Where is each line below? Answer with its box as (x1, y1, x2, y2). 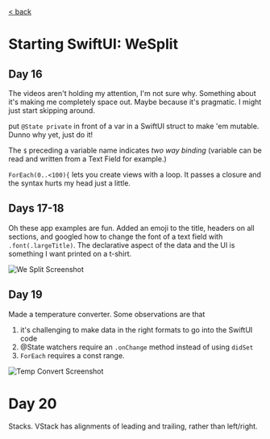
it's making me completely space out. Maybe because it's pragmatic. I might (8, 97, 262, 107)
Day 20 (8, 395, 58, 412)
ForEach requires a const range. (19, 350, 125, 360)
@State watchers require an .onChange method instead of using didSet (19, 342, 254, 352)
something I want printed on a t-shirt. (8, 249, 132, 258)
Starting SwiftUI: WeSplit (8, 36, 179, 53)
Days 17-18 (8, 202, 64, 215)
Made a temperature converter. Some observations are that (8, 309, 206, 319)
